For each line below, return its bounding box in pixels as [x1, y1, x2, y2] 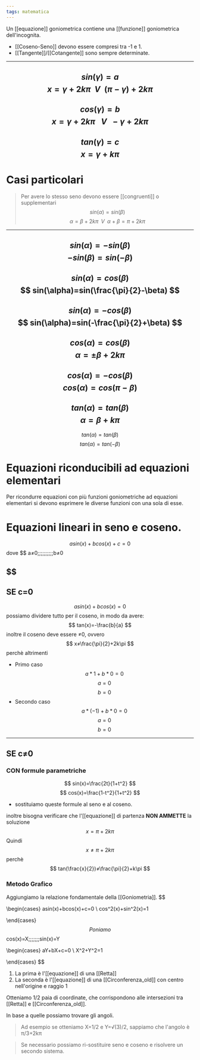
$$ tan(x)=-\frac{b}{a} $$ [68, 621, 132, 628]
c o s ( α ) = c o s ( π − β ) [62, 382, 137, 393]
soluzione [6, 818, 30, 826]
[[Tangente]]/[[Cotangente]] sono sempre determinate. [14, 49, 150, 57]
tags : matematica [6, 8, 49, 15]
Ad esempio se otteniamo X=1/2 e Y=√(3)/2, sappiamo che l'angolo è [20, 1023, 190, 1030]
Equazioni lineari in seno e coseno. [6, 520, 182, 534]
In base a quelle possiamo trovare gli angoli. [6, 1012, 114, 1019]
